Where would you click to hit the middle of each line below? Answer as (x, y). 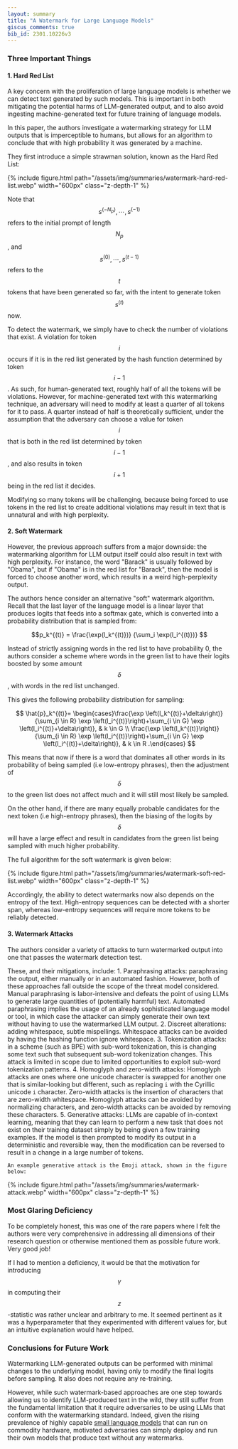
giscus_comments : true (41, 27)
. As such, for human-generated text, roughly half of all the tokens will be (114, 389)
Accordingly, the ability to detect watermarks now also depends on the (111, 895)
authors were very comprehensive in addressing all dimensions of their (111, 1234)
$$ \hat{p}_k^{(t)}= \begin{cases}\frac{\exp (80, 713)
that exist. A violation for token (52, 337)
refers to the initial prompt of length (59, 223)
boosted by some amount (45, 664)
